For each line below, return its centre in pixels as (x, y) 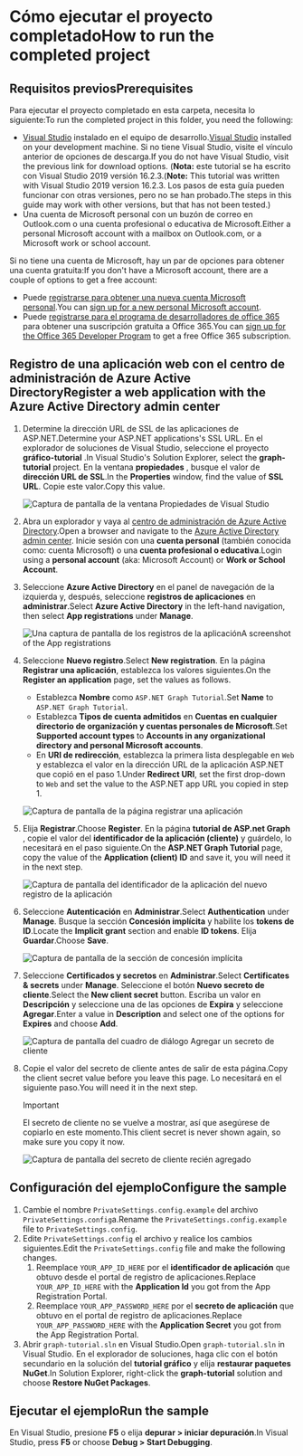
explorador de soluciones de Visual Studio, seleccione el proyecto (146, 447)
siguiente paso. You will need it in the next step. (110, 1087)
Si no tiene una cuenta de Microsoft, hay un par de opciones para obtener (147, 261)
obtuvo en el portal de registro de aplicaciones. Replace (139, 1315)
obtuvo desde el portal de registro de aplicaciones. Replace (146, 1277)
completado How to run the (112, 36)
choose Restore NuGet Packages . (86, 1383)
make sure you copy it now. (73, 1141)
